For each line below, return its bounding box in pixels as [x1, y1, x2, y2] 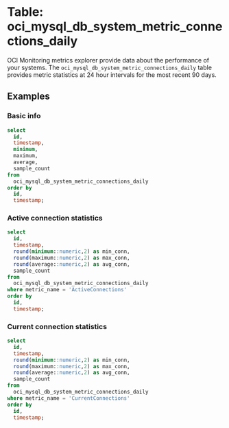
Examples [7, 91, 50, 102]
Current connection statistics [7, 322, 108, 331]
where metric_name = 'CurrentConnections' [7, 394, 130, 402]
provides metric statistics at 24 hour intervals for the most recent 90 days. [7, 70, 217, 79]
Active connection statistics [7, 214, 103, 223]
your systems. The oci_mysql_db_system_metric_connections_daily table [7, 63, 213, 71]
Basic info [7, 111, 41, 121]
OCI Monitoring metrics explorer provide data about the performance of [7, 56, 210, 64]
